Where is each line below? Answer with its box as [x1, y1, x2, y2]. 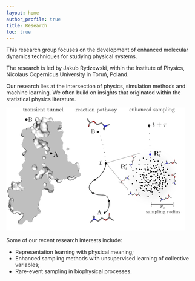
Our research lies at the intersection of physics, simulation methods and [6, 82, 186, 90]
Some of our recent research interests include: [6, 237, 123, 244]
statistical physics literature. [6, 96, 76, 103]
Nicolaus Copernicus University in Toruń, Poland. [6, 71, 129, 78]
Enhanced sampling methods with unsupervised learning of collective [15, 255, 190, 262]
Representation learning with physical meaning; [15, 248, 134, 256]
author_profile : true [6, 16, 61, 22]
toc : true [6, 29, 31, 35]
